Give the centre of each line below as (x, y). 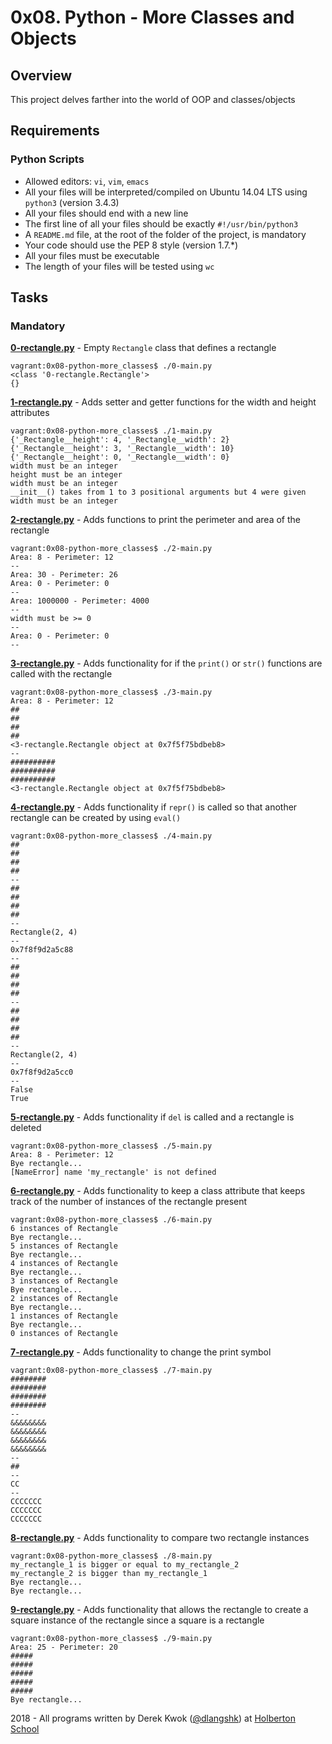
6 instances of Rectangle (64, 1229)
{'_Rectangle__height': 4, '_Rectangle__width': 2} (120, 440)
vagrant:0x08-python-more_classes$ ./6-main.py (111, 1220)
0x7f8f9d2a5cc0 (42, 1072)
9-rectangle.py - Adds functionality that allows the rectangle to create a (159, 1610)
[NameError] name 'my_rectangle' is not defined (113, 1172)
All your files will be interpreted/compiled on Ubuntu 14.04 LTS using (166, 192)
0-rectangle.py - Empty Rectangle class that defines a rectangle (143, 348)
